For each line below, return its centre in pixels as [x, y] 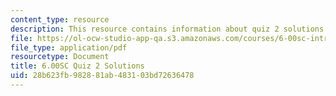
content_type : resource [60, 19]
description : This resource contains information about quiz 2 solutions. [169, 29]
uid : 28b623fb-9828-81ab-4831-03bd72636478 [102, 76]
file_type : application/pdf [69, 47]
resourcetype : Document [60, 57]
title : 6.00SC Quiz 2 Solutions [77, 66]
